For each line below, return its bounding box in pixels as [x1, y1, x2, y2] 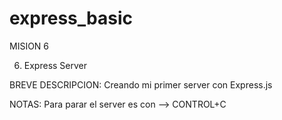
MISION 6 [9, 40, 50, 52]
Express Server [23, 59, 88, 71]
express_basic [9, 7, 133, 30]
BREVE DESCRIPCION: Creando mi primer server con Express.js [9, 78, 273, 91]
